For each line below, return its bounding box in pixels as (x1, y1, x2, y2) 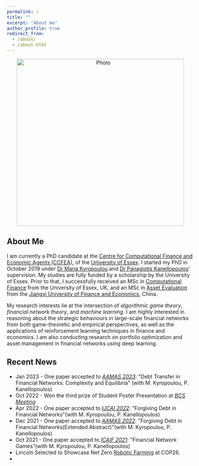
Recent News (7, 357, 57, 367)
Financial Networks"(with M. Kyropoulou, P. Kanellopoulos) (15, 411, 160, 418)
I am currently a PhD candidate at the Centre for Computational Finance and (7, 252, 193, 259)
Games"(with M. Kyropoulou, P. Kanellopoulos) (15, 442, 131, 449)
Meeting (15, 398, 36, 405)
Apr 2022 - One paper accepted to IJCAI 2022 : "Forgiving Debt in (15, 404, 177, 411)
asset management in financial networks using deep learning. (7, 340, 157, 347)
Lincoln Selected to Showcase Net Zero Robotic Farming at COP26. (15, 449, 181, 456)
